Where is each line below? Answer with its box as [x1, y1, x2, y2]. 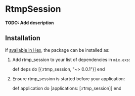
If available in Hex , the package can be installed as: [5, 47, 110, 53]
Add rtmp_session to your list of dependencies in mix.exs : [12, 57, 131, 63]
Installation [5, 34, 41, 42]
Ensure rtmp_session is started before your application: [12, 75, 125, 82]
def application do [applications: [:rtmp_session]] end [12, 85, 122, 91]
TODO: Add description [5, 20, 54, 26]
